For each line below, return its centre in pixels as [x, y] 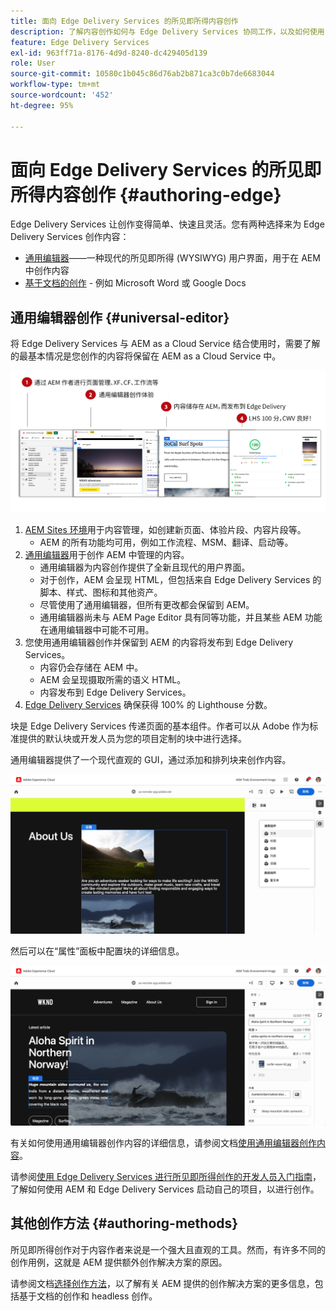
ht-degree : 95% [42, 105]
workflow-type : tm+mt [55, 85]
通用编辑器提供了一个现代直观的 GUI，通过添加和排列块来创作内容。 [151, 760]
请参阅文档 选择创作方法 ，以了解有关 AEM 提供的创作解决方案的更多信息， [162, 1283]
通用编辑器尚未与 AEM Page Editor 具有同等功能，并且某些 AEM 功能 [181, 617]
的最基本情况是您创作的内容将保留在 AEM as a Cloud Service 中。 [146, 356]
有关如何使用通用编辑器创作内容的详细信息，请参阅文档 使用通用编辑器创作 [163, 1143]
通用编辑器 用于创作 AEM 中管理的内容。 [107, 555]
